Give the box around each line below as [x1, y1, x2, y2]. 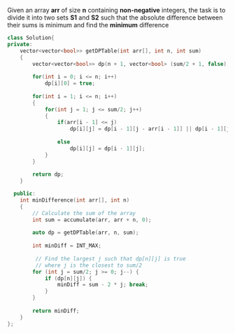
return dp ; [32, 171, 64, 178]
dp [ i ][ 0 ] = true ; [44, 80, 96, 87]
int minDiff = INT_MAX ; [32, 242, 101, 249]
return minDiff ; [32, 307, 80, 314]
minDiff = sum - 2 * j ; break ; [57, 281, 149, 288]
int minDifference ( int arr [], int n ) [20, 197, 130, 204]
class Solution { [7, 34, 55, 41]
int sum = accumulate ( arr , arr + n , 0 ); [32, 216, 152, 223]
